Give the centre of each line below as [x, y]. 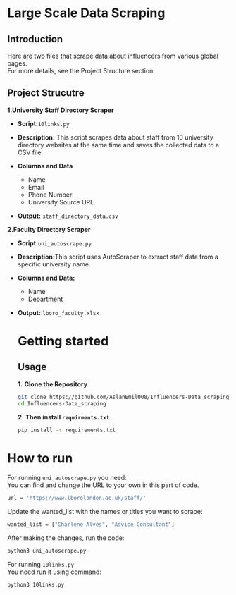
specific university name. [54, 264]
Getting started [63, 341]
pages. [17, 63]
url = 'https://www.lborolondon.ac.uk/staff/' [77, 498]
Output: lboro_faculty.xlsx [58, 312]
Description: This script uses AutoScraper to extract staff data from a [118, 257]
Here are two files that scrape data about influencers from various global [113, 56]
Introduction [35, 39]
